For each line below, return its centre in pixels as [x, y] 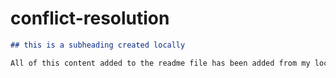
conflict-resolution [90, 18]
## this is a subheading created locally [98, 45]
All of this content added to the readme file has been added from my [160, 63]
